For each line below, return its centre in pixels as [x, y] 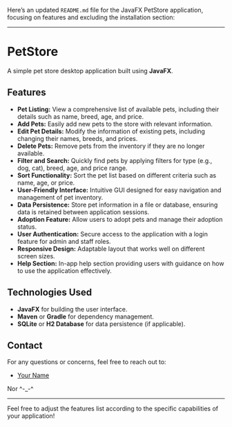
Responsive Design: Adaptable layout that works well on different [111, 249]
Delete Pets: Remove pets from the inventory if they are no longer [111, 146]
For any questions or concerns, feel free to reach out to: [87, 362]
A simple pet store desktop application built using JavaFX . [90, 70]
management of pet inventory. [60, 197]
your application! [31, 416]
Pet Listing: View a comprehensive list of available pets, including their [118, 109]
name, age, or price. [46, 182]
